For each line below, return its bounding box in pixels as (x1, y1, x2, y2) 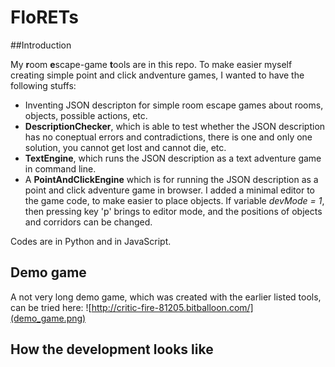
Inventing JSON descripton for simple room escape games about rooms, (24, 99, 324, 111)
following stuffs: (10, 79, 77, 91)
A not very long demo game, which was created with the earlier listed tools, (10, 291, 322, 303)
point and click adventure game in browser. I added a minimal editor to (24, 184, 315, 196)
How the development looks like (10, 341, 214, 358)
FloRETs (10, 6, 79, 29)
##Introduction (10, 39, 72, 51)
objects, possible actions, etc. (24, 109, 148, 121)
